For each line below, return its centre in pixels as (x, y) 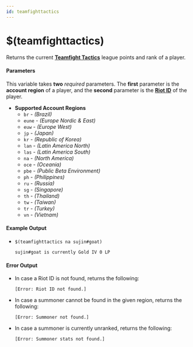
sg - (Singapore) (43, 189)
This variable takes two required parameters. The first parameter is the (93, 84)
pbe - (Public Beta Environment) (62, 171)
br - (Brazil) (37, 114)
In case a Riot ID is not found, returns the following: (77, 278)
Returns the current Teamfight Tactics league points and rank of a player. (96, 57)
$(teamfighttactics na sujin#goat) (58, 242)
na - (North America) (49, 158)
